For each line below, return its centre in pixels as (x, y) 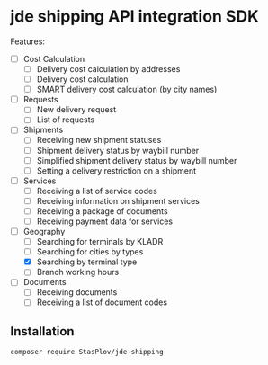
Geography (44, 231)
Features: (28, 41)
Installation (42, 331)
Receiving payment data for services (105, 221)
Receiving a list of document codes (102, 302)
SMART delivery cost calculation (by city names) (127, 89)
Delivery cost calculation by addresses (108, 69)
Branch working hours (78, 272)
